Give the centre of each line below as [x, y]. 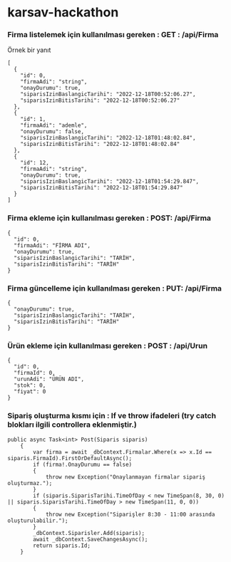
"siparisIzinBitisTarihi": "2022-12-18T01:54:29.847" [102, 188]
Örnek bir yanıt [29, 50]
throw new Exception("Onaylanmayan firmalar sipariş [125, 477]
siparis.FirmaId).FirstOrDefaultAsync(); [70, 458]
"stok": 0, [30, 385]
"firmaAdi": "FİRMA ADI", [52, 245]
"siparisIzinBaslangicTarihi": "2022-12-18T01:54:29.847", [110, 182]
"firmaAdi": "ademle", [54, 125]
